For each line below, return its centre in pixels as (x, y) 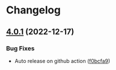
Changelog (33, 10)
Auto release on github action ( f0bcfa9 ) (62, 61)
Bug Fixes (21, 48)
